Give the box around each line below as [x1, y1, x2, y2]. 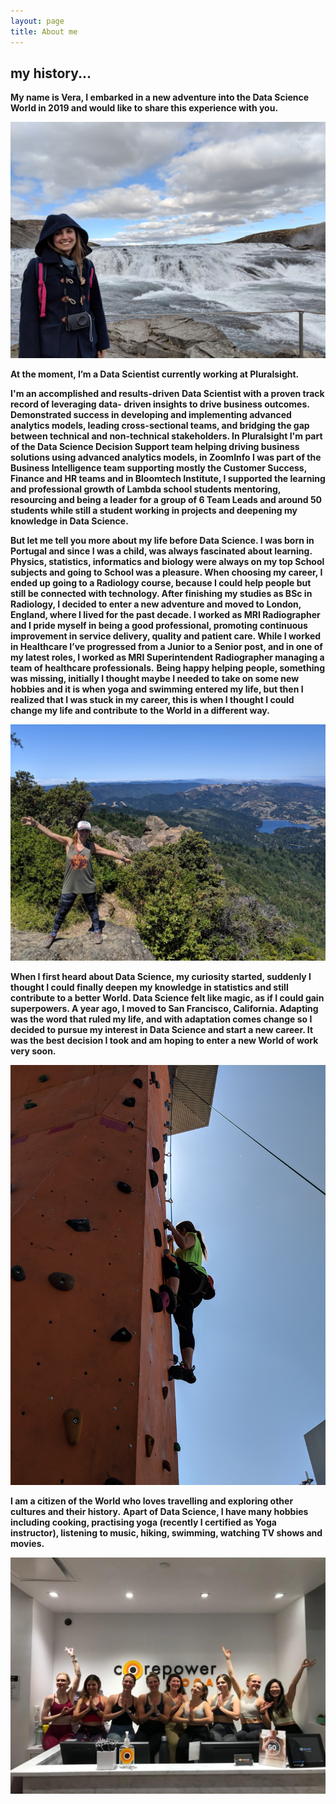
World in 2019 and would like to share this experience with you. [10, 102, 279, 114]
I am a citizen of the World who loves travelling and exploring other [10, 1495, 294, 1507]
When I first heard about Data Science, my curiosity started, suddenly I [10, 971, 312, 983]
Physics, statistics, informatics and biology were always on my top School [10, 556, 325, 568]
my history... [10, 65, 92, 82]
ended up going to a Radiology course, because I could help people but [10, 577, 312, 589]
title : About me [10, 26, 78, 37]
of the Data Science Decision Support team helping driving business [10, 441, 300, 453]
